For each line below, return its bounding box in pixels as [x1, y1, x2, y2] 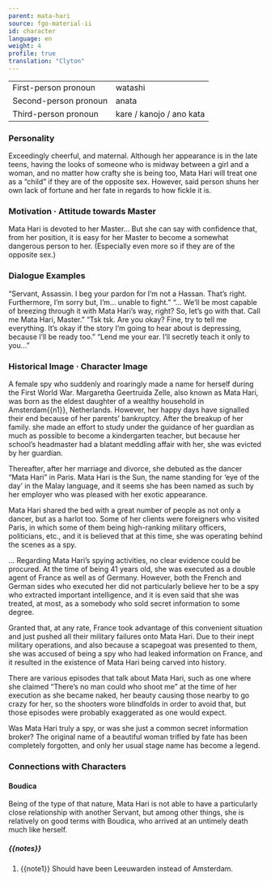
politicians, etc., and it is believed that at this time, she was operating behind [8, 531, 263, 541]
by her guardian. [8, 448, 63, 458]
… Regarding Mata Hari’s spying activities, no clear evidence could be [8, 556, 241, 565]
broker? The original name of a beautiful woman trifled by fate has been [8, 732, 248, 742]
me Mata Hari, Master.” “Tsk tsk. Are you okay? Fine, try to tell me [8, 314, 227, 324]
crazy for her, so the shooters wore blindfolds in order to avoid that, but [8, 699, 247, 709]
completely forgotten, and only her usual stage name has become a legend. [8, 741, 260, 750]
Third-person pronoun [12, 108, 99, 119]
